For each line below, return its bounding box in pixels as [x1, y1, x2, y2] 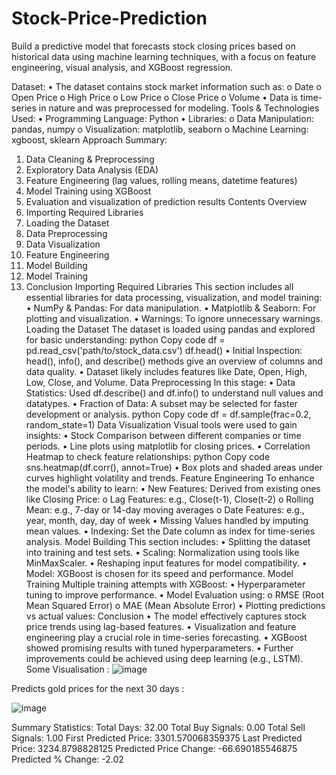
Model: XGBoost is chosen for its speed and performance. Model [25, 567, 294, 579]
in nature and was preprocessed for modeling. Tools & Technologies [38, 102, 320, 114]
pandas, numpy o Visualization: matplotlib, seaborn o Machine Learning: [11, 123, 309, 135]
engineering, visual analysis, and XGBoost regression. [11, 61, 234, 73]
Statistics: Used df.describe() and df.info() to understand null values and [25, 387, 324, 399]
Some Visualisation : [25, 663, 110, 675]
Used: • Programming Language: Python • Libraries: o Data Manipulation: [11, 112, 314, 124]
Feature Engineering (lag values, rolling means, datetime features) [25, 174, 298, 186]
